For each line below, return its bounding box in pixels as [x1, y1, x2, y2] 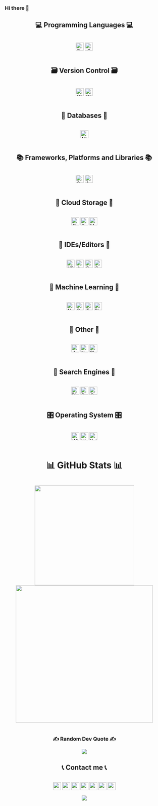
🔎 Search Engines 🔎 [53, 367, 116, 376]
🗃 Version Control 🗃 [50, 66, 118, 75]
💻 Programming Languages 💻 [35, 21, 133, 29]
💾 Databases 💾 [61, 111, 108, 120]
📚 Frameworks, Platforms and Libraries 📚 [16, 153, 152, 162]
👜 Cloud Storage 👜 [55, 198, 114, 207]
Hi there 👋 [5, 5, 30, 12]
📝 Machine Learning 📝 [49, 283, 120, 292]
